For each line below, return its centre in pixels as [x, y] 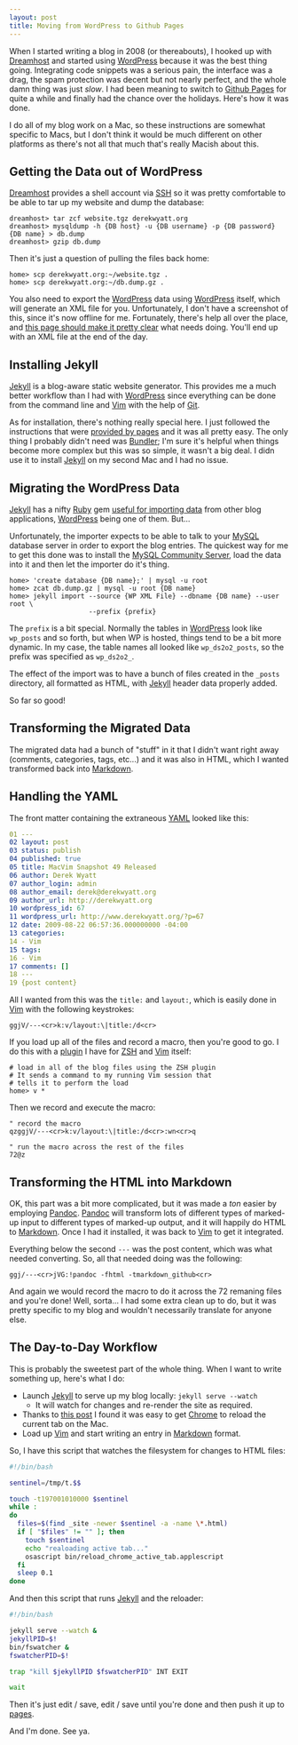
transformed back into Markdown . [71, 769]
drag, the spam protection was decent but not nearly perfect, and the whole [148, 79]
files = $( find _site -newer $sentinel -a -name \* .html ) [122, 1524]
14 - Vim [25, 941]
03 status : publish [45, 851]
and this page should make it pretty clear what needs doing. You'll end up [144, 327]
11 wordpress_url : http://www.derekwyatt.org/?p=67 [106, 917]
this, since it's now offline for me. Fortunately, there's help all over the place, [149, 318]
